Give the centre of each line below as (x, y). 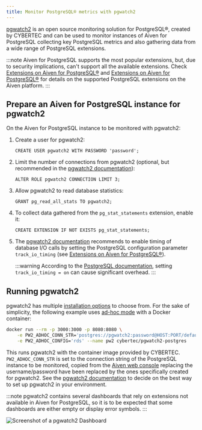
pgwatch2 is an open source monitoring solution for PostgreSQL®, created (98, 29)
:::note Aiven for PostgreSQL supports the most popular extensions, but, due (101, 60)
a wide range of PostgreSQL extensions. (56, 48)
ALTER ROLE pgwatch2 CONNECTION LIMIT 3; (67, 179)
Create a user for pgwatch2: (50, 140)
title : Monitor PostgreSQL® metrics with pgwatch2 (71, 12)
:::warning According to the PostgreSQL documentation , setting (93, 266)
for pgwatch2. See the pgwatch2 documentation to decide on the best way (99, 378)
